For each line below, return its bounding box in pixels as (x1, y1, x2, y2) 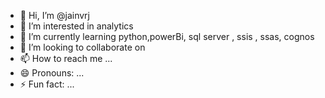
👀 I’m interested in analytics (19, 20, 134, 32)
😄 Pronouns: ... (19, 67, 85, 79)
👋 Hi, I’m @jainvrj (19, 10, 90, 21)
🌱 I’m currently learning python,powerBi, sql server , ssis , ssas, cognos (19, 31, 315, 42)
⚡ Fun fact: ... (19, 78, 75, 90)
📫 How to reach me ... (19, 53, 113, 64)
